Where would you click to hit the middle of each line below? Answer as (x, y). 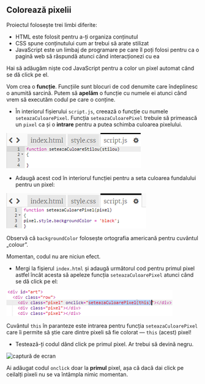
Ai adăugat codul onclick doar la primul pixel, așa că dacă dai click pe (95, 367)
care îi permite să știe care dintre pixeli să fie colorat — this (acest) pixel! (99, 332)
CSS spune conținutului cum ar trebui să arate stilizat (82, 43)
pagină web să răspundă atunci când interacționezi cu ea (88, 56)
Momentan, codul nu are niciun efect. (54, 256)
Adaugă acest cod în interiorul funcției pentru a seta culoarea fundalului (106, 178)
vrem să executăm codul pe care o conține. (61, 99)
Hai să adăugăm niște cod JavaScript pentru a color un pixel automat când (100, 68)
